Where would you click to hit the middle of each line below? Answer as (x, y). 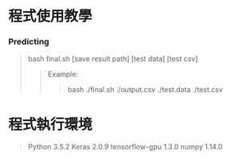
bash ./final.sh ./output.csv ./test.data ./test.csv (145, 90)
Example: (63, 74)
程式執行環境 (51, 124)
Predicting (29, 42)
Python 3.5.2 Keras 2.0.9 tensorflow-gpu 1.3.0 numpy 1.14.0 (125, 147)
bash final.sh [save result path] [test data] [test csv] (113, 59)
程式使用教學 (51, 16)
